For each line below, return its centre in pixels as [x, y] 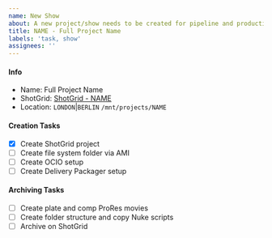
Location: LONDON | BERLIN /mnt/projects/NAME [93, 107]
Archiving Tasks [36, 190]
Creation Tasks [34, 125]
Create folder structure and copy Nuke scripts [97, 217]
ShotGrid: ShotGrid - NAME [66, 99]
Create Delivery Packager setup [73, 171]
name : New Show [34, 16]
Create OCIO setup [52, 162]
